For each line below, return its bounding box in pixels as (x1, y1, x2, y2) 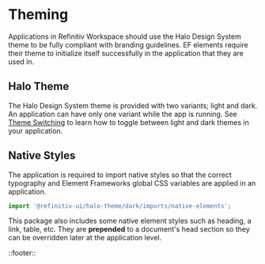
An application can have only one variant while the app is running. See (8, 109, 237, 119)
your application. (8, 126, 63, 135)
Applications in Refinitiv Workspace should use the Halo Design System (8, 32, 241, 41)
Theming (8, 6, 69, 24)
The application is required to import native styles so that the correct (8, 170, 232, 179)
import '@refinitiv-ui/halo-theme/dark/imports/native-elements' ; (8, 202, 232, 210)
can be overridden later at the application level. (8, 233, 162, 243)
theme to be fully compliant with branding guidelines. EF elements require (8, 40, 248, 49)
